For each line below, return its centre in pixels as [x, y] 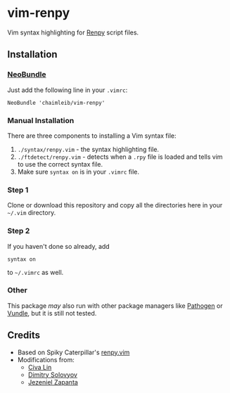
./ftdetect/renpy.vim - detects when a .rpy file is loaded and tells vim [120, 157]
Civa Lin [40, 367]
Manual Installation [41, 120]
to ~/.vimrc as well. [36, 272]
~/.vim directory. [32, 213]
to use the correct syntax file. [60, 164]
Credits [24, 335]
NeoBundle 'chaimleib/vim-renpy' [56, 103]
